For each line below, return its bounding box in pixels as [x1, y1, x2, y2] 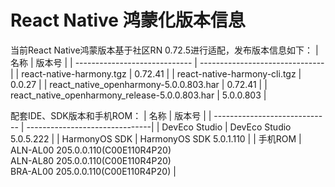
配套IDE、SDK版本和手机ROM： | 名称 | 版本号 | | [10, 109, 212, 121]
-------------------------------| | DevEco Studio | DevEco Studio [26, 121, 292, 133]
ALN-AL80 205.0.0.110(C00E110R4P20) [10, 154, 172, 166]
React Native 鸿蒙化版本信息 [10, 9, 246, 32]
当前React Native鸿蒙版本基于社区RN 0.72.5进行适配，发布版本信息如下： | [10, 44, 319, 56]
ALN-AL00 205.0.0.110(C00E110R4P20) [10, 144, 172, 156]
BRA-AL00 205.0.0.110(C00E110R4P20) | [10, 165, 177, 177]
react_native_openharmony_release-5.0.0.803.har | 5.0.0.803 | [10, 89, 267, 101]
